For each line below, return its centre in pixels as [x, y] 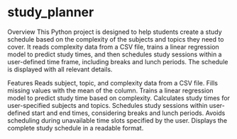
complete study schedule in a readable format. [76, 128]
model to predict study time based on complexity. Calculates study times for [119, 98]
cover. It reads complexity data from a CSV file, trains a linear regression [114, 47]
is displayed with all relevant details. [60, 69]
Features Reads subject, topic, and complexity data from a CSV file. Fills [113, 83]
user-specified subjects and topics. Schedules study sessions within [108, 105]
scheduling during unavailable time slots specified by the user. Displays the [117, 120]
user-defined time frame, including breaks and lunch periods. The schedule [118, 61]
